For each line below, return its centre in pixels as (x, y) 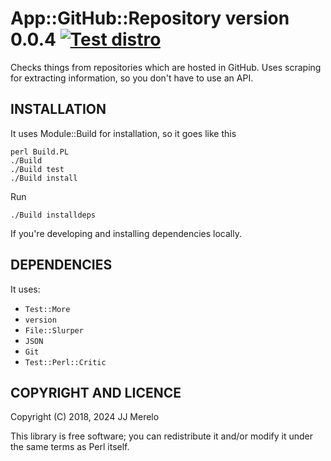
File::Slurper (54, 330)
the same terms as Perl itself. (70, 447)
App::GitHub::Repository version (150, 18)
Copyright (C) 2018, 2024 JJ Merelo (85, 417)
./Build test (37, 169)
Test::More (47, 309)
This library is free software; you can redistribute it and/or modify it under (162, 436)
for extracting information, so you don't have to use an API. (132, 78)
